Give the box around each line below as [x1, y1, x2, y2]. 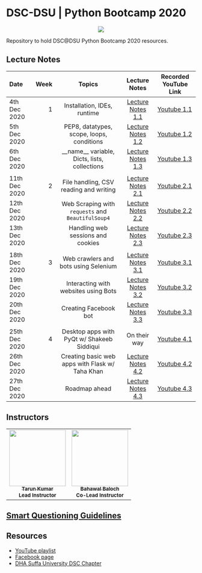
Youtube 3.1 [157, 258, 192, 267]
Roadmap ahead [65, 384, 112, 393]
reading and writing [61, 185, 116, 193]
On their [126, 331, 149, 339]
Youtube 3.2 [157, 283, 192, 291]
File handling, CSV [62, 178, 114, 186]
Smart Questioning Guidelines [6, 511, 121, 521]
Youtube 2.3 [157, 231, 192, 240]
